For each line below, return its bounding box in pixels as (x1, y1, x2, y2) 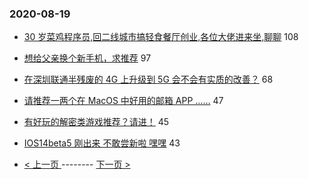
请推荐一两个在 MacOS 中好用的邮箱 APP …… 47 (23, 95, 224, 107)
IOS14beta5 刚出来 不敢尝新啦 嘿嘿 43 (23, 137, 181, 149)
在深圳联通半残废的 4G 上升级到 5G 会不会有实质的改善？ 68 (23, 73, 274, 86)
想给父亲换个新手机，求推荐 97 (23, 52, 152, 64)
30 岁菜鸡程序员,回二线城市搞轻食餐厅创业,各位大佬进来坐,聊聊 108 (23, 31, 299, 43)
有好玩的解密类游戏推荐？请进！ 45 (23, 116, 170, 128)
